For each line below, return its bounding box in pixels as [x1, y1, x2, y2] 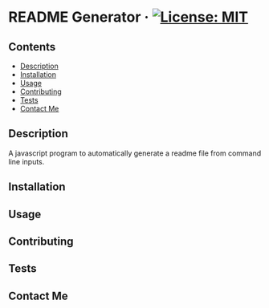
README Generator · [8, 8, 149, 26]
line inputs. [8, 156, 45, 166]
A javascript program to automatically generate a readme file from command [8, 148, 262, 158]
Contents [8, 40, 56, 54]
